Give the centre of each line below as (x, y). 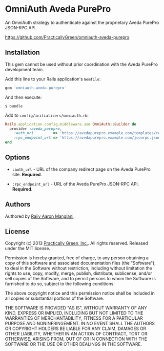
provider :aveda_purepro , (36, 129)
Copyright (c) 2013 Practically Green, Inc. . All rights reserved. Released (77, 243)
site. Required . (27, 174)
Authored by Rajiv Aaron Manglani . (40, 216)
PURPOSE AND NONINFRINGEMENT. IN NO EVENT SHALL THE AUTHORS (80, 324)
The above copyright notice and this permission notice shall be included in (80, 293)
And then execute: (23, 97)
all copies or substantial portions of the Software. (54, 298)
